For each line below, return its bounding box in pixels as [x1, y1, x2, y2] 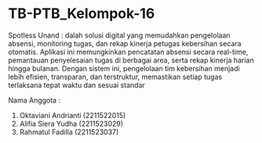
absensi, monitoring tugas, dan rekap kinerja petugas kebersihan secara [8, 38, 242, 48]
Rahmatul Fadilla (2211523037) [19, 127, 119, 137]
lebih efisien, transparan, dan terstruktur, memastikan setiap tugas [8, 72, 223, 81]
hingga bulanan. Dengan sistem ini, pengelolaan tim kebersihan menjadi [8, 63, 241, 73]
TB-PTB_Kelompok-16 [8, 5, 155, 23]
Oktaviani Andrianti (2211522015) [19, 110, 126, 120]
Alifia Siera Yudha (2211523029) [19, 119, 124, 128]
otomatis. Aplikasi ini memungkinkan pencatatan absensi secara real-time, [8, 47, 249, 56]
